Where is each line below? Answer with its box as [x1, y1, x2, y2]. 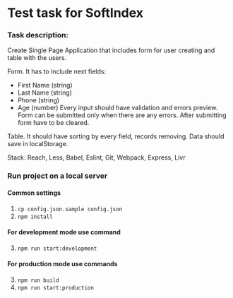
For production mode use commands [7, 260, 118, 268]
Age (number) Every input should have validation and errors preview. [17, 104, 218, 112]
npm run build [17, 277, 59, 284]
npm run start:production [17, 285, 94, 292]
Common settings [7, 189, 61, 197]
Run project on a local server [7, 171, 108, 181]
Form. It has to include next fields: [7, 67, 107, 76]
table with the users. [7, 54, 67, 62]
